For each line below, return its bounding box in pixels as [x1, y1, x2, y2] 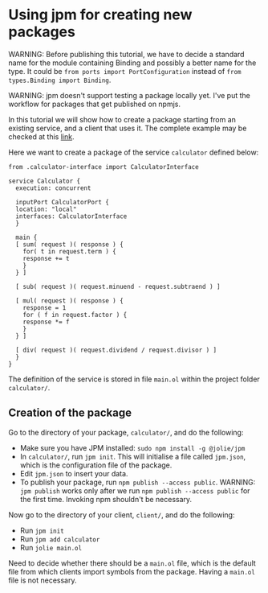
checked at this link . [8, 131, 75, 142]
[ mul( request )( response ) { [15, 296, 124, 305]
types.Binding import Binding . [8, 75, 112, 84]
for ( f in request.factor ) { [22, 311, 128, 319]
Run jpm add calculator [19, 533, 100, 544]
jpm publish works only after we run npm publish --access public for [19, 485, 250, 496]
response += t [22, 254, 70, 262]
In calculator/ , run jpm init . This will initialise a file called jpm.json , [19, 451, 246, 461]
